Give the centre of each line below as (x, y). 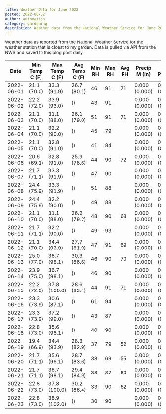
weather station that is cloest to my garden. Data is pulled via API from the (81, 47)
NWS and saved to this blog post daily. (44, 53)
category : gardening (26, 23)
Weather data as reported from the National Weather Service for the (74, 42)
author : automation (25, 19)
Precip (144, 68)
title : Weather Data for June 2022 (42, 10)
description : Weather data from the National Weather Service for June (80, 28)
